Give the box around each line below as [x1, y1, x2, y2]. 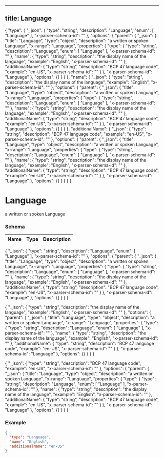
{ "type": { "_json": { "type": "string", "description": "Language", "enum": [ [5, 27, 154, 33]
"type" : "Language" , [9, 435, 51, 440]
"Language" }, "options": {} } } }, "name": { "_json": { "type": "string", [5, 74, 143, 80]
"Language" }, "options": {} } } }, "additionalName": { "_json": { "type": [5, 125, 146, 132]
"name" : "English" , [9, 439, 49, 444]
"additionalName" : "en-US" [9, 444, 64, 449]
